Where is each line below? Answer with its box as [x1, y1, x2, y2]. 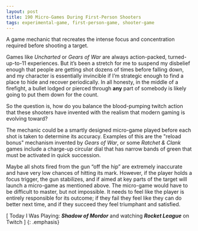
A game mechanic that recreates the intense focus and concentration [6, 36, 175, 43]
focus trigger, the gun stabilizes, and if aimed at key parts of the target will [6, 175, 187, 183]
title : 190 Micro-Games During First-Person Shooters [6, 14, 142, 20]
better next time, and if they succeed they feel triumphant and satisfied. [6, 201, 181, 208]
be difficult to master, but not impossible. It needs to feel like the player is [6, 188, 184, 196]
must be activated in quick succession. [6, 152, 101, 159]
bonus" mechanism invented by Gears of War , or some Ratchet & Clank [6, 139, 181, 147]
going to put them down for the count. [6, 91, 99, 98]
